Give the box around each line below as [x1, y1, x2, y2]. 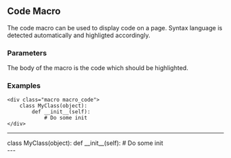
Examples [7, 81, 41, 91]
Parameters [7, 48, 47, 58]
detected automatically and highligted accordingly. [7, 31, 151, 39]
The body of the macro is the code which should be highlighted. [7, 64, 189, 72]
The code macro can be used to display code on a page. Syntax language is [7, 23, 223, 32]
